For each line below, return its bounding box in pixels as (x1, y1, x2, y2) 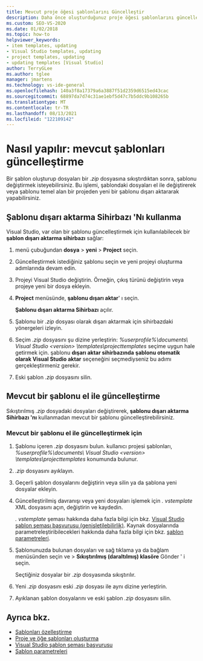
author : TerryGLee (6, 65, 53, 72)
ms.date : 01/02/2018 (6, 25, 59, 32)
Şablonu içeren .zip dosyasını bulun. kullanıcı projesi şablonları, (14, 443, 173, 450)
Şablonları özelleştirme (14, 628, 72, 636)
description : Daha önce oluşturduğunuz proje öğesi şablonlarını (6, 15, 174, 21)
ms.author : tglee (6, 71, 50, 77)
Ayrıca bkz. (6, 612, 50, 622)
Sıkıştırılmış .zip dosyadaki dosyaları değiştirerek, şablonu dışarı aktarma (6, 407, 189, 414)
